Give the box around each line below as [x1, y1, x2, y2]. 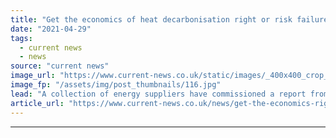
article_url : [10, 98, 65, 108]
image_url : [10, 71, 56, 81]
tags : [10, 33, 33, 43]
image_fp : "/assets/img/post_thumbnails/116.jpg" [10, 80, 222, 90]
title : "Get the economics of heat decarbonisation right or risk [10, 14, 293, 25]
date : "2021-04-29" [10, 24, 92, 34]
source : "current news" [10, 61, 110, 71]
